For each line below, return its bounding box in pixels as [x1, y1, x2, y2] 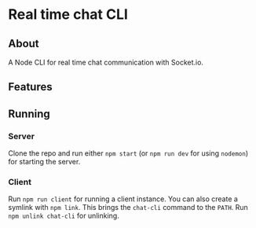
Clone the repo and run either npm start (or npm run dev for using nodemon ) [8, 149, 249, 158]
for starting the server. [8, 157, 81, 167]
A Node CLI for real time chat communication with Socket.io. [8, 57, 204, 67]
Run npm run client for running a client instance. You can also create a [8, 194, 238, 204]
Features [8, 80, 53, 94]
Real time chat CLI [8, 6, 128, 24]
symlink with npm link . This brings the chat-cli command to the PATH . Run [8, 203, 249, 212]
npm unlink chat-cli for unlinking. [8, 211, 119, 221]
